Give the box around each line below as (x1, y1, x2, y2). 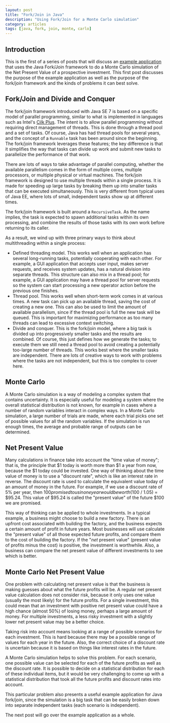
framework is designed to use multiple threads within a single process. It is (5, 177, 161, 183)
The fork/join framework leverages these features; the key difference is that (5, 140, 163, 147)
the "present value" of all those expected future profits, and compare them (5, 531, 161, 537)
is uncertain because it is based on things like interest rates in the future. (5, 645, 157, 651)
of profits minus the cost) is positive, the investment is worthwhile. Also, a (5, 542, 159, 548)
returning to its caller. (5, 225, 50, 231)
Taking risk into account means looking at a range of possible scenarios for (5, 629, 162, 635)
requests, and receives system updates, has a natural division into (12, 266, 151, 272)
